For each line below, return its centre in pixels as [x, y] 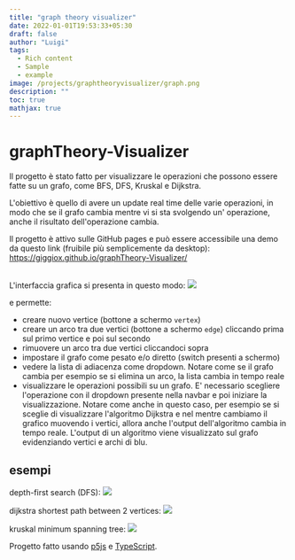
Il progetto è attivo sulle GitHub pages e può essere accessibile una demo [144, 239]
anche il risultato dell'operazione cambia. [84, 222]
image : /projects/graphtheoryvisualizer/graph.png [105, 83]
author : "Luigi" [39, 42]
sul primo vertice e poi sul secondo [86, 338]
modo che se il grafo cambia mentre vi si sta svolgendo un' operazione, [140, 213]
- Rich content [45, 58]
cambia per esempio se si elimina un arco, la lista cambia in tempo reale [153, 377]
